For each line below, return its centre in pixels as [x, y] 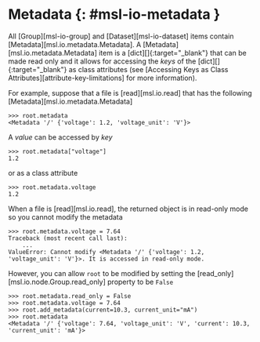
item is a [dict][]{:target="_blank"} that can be [173, 53]
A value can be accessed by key [60, 137]
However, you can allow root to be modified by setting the [102, 273]
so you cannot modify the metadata [65, 216]
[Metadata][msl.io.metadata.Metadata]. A [75, 44]
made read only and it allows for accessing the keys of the [102, 61]
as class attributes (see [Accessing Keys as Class [148, 69]
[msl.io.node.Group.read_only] [57, 282]
